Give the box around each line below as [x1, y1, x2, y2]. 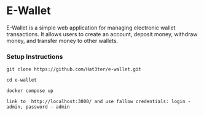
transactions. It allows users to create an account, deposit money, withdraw [6, 30, 198, 37]
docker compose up [6, 88, 53, 94]
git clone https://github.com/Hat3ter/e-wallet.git [6, 66, 141, 72]
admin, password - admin [6, 104, 70, 110]
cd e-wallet [6, 77, 37, 83]
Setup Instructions [6, 52, 63, 61]
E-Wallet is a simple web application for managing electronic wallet [6, 24, 176, 31]
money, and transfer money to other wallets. [6, 37, 119, 44]
